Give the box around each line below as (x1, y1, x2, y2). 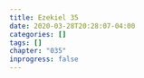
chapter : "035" (9, 47, 67, 56)
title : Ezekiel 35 (9, 13, 79, 22)
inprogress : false (9, 55, 79, 64)
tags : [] (9, 38, 43, 48)
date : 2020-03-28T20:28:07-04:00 (9, 22, 136, 30)
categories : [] (9, 30, 67, 39)
